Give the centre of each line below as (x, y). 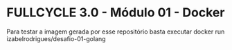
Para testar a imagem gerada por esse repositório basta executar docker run (116, 32)
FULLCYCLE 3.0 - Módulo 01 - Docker (116, 13)
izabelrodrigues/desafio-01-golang (56, 38)
